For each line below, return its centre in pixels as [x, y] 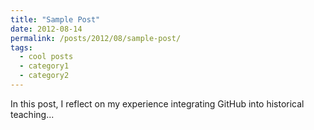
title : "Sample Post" [55, 19]
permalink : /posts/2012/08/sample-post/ [96, 38]
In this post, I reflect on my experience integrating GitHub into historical [157, 103]
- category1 [44, 66]
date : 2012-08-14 [46, 29]
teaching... [32, 114]
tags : [21, 47]
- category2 [44, 76]
